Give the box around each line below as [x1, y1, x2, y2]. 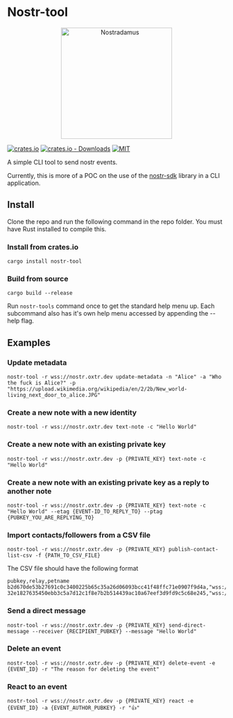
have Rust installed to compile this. [7, 225, 107, 233]
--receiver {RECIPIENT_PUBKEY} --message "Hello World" [32, 628, 197, 635]
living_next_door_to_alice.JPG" [7, 392, 101, 399]
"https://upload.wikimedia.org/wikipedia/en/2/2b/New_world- [7, 386, 188, 393]
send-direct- [169, 621, 207, 629]
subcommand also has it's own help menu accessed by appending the [7, 309, 209, 318]
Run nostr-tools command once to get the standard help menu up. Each [7, 302, 215, 310]
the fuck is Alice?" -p [7, 380, 76, 386]
